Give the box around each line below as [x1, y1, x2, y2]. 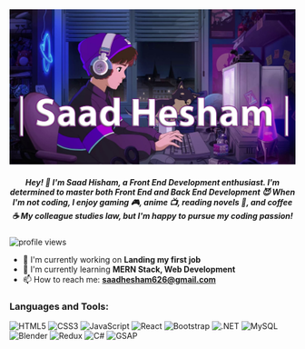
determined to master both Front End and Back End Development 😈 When [9, 186, 296, 197]
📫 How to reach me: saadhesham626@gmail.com [22, 274, 216, 285]
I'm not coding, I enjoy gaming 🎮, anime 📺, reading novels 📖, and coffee [12, 196, 293, 207]
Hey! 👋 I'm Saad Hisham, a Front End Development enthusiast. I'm [25, 176, 280, 187]
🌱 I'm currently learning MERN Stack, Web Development [22, 264, 236, 275]
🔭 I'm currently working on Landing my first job [22, 254, 202, 265]
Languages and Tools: [9, 300, 109, 313]
